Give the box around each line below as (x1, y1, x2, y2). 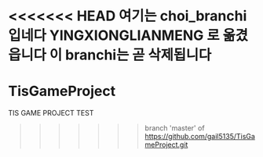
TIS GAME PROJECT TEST (8, 109, 94, 118)
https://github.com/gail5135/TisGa (144, 132, 255, 141)
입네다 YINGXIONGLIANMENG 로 (8, 27, 220, 45)
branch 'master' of (144, 123, 206, 133)
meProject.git (144, 140, 188, 149)
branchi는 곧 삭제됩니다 (65, 46, 212, 64)
